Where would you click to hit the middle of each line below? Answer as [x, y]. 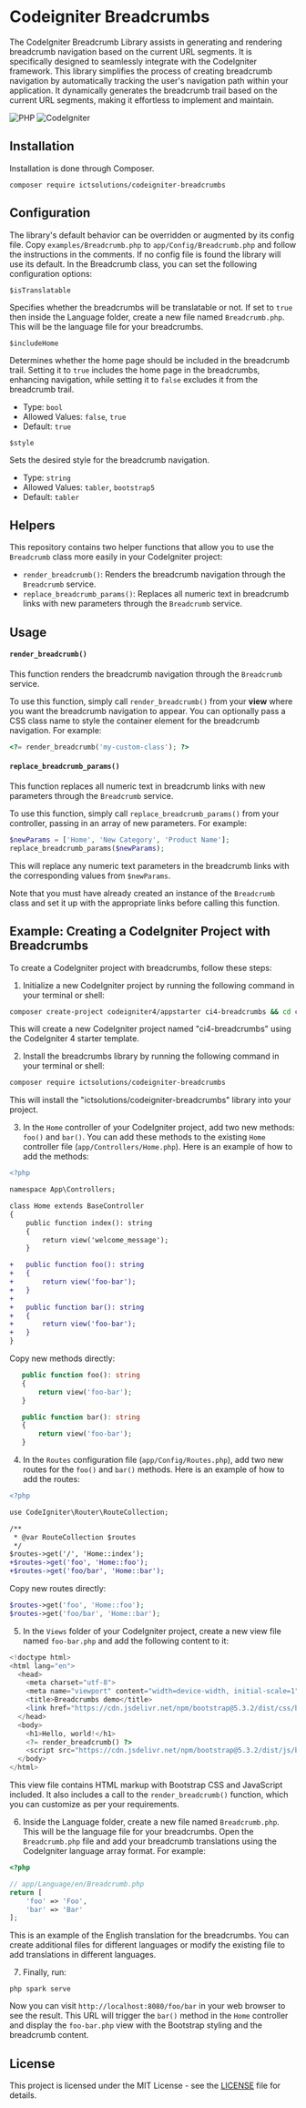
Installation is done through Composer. [82, 168]
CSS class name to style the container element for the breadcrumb [135, 721]
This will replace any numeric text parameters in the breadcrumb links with [149, 865]
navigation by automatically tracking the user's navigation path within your [149, 80]
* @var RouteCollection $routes [75, 1537]
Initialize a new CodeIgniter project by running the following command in [158, 985]
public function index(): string [89, 1223]
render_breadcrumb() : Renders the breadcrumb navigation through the [154, 575]
